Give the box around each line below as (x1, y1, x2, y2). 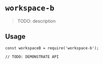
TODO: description (17, 18, 56, 24)
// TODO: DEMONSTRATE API (5, 54, 59, 59)
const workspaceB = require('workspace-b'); (5, 46, 99, 51)
